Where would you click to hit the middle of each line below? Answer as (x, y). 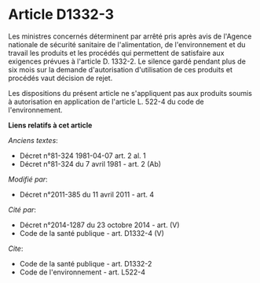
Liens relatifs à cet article (50, 125)
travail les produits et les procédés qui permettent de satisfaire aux (116, 53)
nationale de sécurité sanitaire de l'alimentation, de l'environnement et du (127, 44)
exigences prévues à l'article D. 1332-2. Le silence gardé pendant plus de (127, 61)
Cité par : (22, 209)
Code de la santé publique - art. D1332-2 (86, 263)
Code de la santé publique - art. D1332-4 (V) (92, 233)
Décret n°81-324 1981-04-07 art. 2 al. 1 (83, 156)
